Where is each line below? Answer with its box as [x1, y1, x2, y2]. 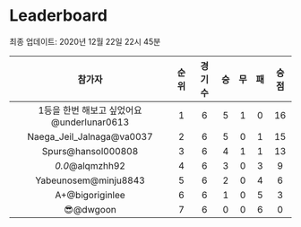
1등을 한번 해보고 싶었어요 [38, 104, 142, 117]
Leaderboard [9, 5, 107, 26]
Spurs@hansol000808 [41, 144, 139, 157]
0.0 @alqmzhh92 [55, 159, 125, 171]
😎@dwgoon [64, 203, 116, 215]
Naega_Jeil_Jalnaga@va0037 [27, 130, 154, 143]
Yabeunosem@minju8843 [35, 174, 145, 187]
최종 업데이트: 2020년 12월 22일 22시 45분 [9, 36, 161, 47]
